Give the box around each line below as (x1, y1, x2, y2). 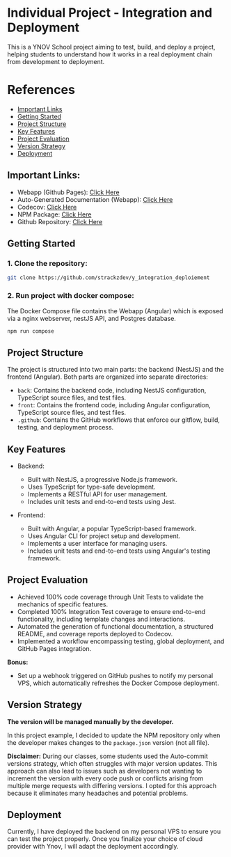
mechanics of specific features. (17, 600, 109, 608)
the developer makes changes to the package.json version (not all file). (7, 738, 210, 746)
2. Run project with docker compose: (7, 291, 134, 301)
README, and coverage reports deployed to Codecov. (17, 629, 173, 638)
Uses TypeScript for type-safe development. (27, 482, 156, 492)
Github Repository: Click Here (17, 217, 103, 226)
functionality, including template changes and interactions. (17, 615, 186, 623)
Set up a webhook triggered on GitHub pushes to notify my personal (17, 671, 214, 679)
